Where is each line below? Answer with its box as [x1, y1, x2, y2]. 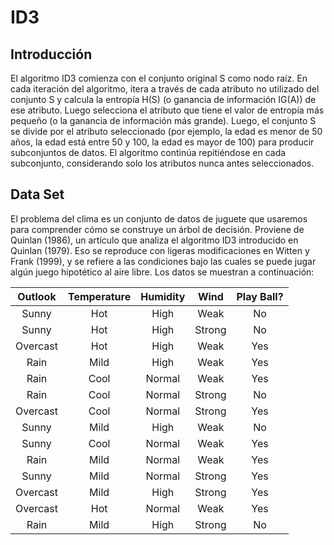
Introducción [10, 46, 93, 63]
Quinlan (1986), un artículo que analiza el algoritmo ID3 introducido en [10, 234, 299, 246]
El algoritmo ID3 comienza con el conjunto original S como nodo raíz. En [10, 72, 308, 84]
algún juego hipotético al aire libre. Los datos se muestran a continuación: [10, 266, 315, 278]
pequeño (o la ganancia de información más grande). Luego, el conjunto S [10, 115, 317, 126]
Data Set [10, 186, 65, 203]
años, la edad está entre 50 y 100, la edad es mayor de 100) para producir [10, 136, 315, 148]
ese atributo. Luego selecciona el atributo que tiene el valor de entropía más [10, 104, 325, 116]
